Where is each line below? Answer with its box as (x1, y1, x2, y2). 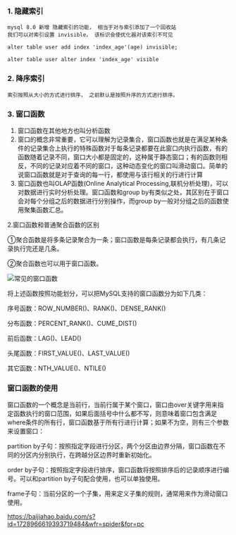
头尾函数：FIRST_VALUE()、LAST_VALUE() (7, 348, 130, 357)
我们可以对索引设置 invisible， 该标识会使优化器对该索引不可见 (7, 32, 174, 39)
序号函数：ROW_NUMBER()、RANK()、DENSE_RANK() (7, 304, 166, 313)
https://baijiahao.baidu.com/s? (7, 512, 96, 521)
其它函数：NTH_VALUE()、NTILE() (7, 364, 107, 372)
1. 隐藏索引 (7, 6, 44, 15)
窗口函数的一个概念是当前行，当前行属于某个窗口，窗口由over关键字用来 (7, 401, 218, 409)
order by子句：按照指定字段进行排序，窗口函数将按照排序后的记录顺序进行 (7, 466, 223, 474)
